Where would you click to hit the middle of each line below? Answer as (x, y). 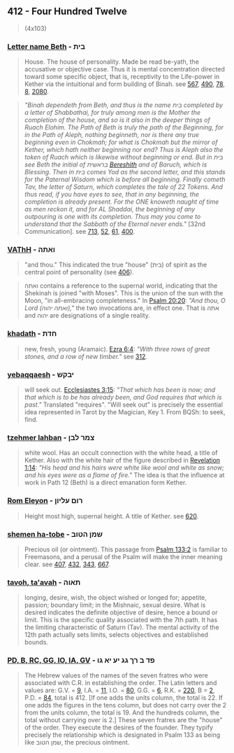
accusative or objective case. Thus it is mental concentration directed (124, 69)
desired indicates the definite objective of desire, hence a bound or (121, 612)
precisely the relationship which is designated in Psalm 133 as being (122, 735)
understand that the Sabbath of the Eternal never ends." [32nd (115, 224)
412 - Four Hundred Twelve (67, 12)
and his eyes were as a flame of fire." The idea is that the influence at (124, 475)
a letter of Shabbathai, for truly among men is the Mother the (112, 113)
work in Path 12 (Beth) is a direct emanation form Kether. (105, 483)
